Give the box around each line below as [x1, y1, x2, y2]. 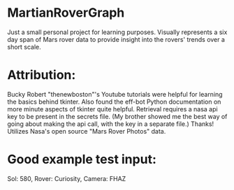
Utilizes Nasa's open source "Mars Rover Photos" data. [7, 127, 166, 135]
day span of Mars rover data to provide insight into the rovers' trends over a [7, 35, 226, 43]
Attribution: [7, 68, 76, 83]
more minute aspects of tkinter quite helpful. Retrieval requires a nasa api [7, 104, 218, 113]
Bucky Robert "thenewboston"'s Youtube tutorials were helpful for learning [7, 90, 223, 98]
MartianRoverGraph [7, 5, 125, 21]
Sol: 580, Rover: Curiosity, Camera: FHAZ [7, 174, 126, 182]
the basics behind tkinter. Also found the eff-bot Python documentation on [7, 97, 221, 106]
